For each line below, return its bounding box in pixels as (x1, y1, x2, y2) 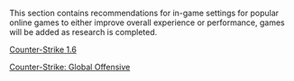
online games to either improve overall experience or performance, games (9, 17, 286, 28)
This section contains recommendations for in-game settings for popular (9, 8, 280, 18)
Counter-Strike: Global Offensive (9, 62, 131, 72)
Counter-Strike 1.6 (9, 44, 77, 55)
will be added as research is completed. (9, 27, 158, 37)
